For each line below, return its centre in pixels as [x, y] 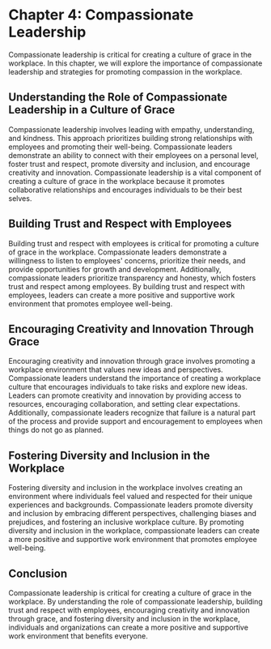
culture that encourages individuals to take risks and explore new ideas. [128, 387]
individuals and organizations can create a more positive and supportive [129, 627]
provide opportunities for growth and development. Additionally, [115, 269]
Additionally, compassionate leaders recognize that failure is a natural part [132, 413]
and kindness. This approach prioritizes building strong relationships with [131, 138]
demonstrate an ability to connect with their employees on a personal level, [133, 155]
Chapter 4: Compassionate [101, 15]
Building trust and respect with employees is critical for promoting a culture [134, 243]
